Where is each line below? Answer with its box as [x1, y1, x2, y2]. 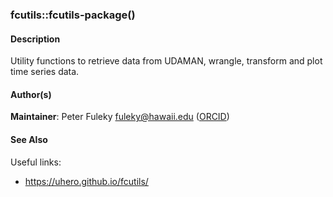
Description [10, 33, 61, 45]
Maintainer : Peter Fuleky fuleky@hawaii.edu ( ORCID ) [10, 111, 230, 123]
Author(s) [10, 88, 52, 100]
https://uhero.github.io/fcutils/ [24, 175, 149, 187]
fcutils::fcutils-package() [10, 8, 136, 22]
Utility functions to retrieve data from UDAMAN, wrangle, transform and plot [10, 55, 323, 67]
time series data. [10, 66, 80, 78]
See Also [10, 133, 48, 145]
